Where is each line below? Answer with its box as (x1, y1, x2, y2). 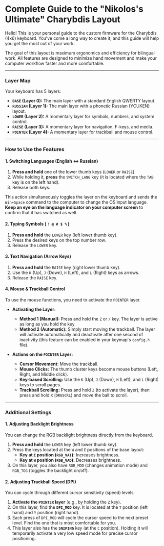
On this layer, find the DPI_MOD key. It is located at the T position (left (12, 504, 148, 510)
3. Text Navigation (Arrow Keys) (5, 253, 72, 259)
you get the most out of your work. (5, 40, 75, 46)
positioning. (12, 536, 36, 542)
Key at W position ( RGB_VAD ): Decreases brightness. (19, 457, 122, 463)
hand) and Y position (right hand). (12, 510, 80, 516)
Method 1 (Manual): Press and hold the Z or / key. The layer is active (19, 316, 158, 322)
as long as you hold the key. (19, 321, 76, 327)
